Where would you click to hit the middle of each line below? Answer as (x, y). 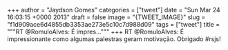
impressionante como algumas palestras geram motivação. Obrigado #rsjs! (114, 39)
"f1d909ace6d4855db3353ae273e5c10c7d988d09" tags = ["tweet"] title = (113, 24)
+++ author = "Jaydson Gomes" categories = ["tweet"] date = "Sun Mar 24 (114, 10)
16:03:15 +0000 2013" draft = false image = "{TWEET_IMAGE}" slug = (106, 17)
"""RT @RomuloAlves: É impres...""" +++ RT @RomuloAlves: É (96, 32)
